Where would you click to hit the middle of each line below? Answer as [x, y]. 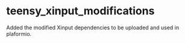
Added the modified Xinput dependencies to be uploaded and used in [93, 27]
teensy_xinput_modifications [80, 11]
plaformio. [19, 33]
